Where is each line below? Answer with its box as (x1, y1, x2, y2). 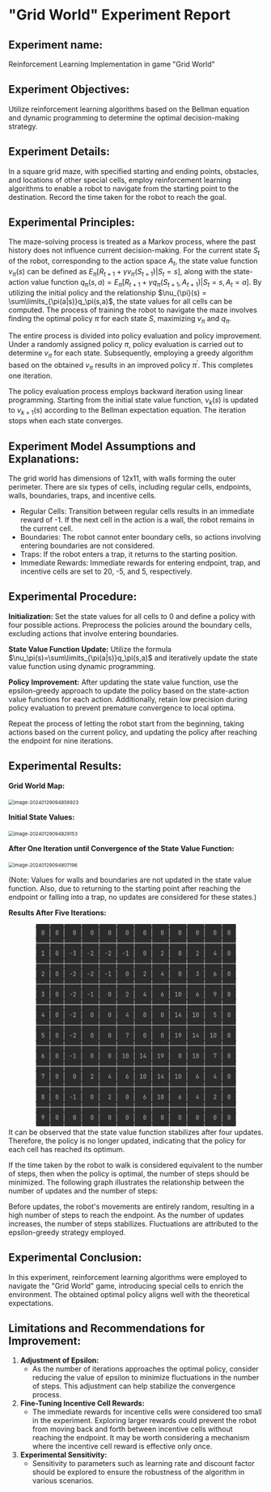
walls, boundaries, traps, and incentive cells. (8, 491, 157, 501)
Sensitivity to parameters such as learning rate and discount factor (32, 1459, 255, 1469)
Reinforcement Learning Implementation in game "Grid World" (8, 59, 216, 69)
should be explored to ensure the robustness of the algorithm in (32, 1467, 245, 1477)
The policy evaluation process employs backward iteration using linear (8, 386, 244, 396)
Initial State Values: (8, 812, 75, 822)
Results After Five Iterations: (8, 908, 107, 918)
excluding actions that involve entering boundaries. (8, 629, 180, 638)
